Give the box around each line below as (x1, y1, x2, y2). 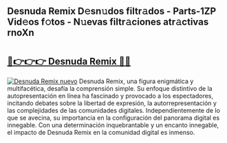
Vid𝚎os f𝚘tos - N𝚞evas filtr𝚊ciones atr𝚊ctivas (7, 16, 209, 28)
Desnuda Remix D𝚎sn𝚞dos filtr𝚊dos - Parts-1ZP (7, 5, 217, 17)
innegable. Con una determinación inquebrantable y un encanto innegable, (7, 121, 219, 129)
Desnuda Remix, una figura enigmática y (78, 77, 194, 85)
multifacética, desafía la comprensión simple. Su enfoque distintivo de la (7, 85, 213, 92)
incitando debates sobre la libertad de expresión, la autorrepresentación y (7, 99, 217, 107)
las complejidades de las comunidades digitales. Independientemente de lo (7, 107, 220, 114)
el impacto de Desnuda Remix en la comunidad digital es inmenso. (7, 129, 195, 136)
